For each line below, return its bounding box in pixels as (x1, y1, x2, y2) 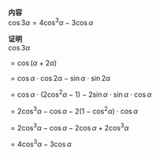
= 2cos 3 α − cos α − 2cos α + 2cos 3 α (10, 121, 129, 132)
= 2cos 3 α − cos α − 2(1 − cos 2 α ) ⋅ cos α (10, 105, 139, 116)
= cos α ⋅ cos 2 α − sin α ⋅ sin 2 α (10, 73, 111, 83)
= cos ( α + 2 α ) (10, 58, 58, 68)
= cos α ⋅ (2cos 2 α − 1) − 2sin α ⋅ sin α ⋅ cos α (10, 88, 152, 99)
